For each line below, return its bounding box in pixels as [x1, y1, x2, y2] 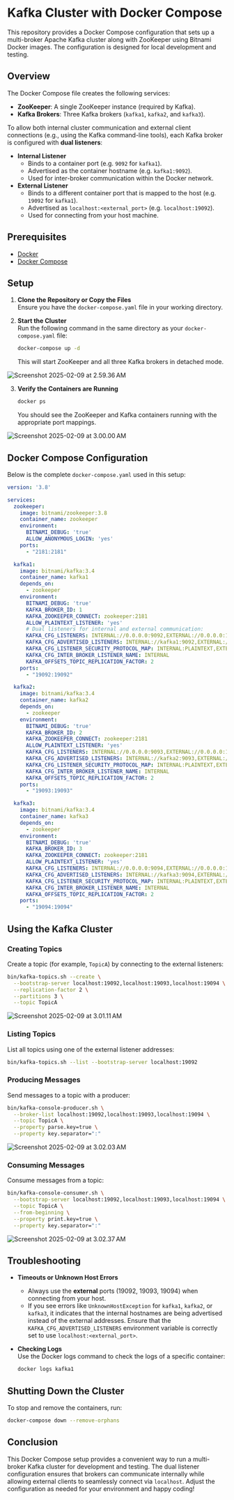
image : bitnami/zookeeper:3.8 [19, 509, 108, 517]
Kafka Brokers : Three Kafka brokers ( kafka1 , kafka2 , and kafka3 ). [17, 109, 205, 118]
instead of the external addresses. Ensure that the [27, 1317, 171, 1325]
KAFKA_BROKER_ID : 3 [25, 845, 82, 852]
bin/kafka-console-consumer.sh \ [7, 1190, 104, 1197]
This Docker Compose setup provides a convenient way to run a [7, 1455, 192, 1463]
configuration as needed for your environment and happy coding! [7, 1484, 195, 1493]
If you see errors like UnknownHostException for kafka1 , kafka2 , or [27, 1302, 213, 1310]
